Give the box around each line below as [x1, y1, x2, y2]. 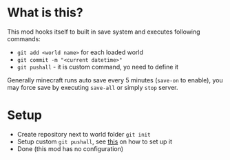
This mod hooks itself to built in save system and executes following [7, 27, 201, 36]
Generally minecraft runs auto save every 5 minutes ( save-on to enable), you [7, 76, 223, 84]
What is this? [7, 5, 84, 21]
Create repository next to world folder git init [17, 130, 151, 138]
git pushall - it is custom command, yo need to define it [17, 62, 179, 71]
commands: [7, 34, 41, 43]
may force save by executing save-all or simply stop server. [7, 83, 178, 91]
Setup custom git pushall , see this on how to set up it [17, 137, 172, 146]
